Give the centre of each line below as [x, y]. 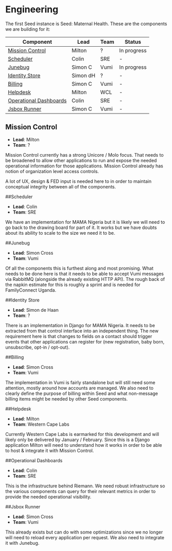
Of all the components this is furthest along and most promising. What [80, 268]
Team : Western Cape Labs [41, 424]
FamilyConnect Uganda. [31, 290]
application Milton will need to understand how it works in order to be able [84, 445]
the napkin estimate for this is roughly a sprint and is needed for [73, 284]
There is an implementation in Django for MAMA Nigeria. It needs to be [80, 325]
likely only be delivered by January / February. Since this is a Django [78, 440]
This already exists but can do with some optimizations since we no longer [84, 532]
